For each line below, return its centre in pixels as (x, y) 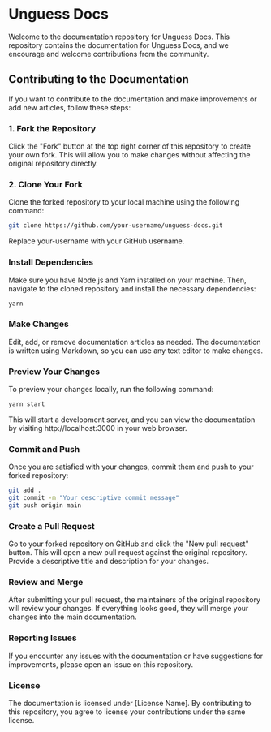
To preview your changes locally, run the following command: (111, 389)
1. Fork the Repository (52, 128)
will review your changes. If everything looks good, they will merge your (129, 609)
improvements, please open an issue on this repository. (101, 664)
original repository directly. (54, 164)
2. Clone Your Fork (46, 184)
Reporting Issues (43, 638)
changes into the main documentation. (73, 617)
